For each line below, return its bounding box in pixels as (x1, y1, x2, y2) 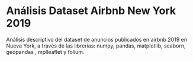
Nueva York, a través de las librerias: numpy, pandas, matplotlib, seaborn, (6, 42, 186, 49)
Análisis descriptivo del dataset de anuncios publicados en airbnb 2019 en (6, 36, 188, 43)
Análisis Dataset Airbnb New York (6, 4, 176, 18)
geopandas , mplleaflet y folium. (6, 48, 85, 55)
